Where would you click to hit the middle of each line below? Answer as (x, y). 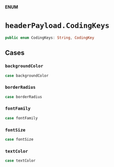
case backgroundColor (27, 75)
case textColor (20, 161)
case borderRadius (24, 97)
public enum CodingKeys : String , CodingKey (50, 38)
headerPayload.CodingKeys (57, 26)
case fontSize (19, 140)
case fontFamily (21, 118)
